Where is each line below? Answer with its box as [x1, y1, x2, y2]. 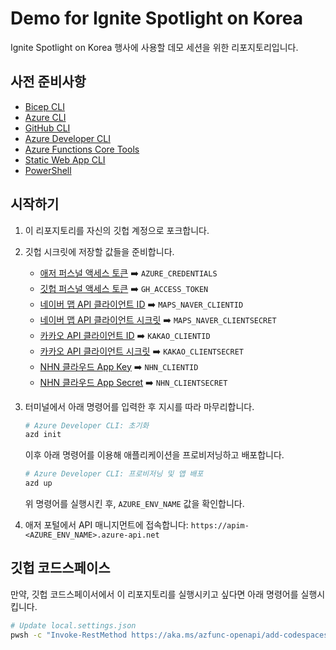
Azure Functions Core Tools [24, 143, 140, 155]
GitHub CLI [24, 122, 71, 134]
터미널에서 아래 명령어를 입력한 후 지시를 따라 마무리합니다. [24, 400, 255, 412]
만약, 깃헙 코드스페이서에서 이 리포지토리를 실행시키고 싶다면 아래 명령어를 [10, 588, 299, 600]
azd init [24, 430, 62, 440]
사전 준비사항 [10, 73, 87, 91]
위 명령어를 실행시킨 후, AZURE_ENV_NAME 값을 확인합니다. [24, 498, 245, 510]
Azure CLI [24, 111, 67, 123]
